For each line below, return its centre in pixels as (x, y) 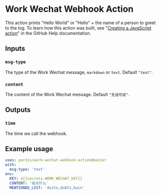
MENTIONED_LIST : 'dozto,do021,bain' (47, 188)
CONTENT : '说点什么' (29, 183)
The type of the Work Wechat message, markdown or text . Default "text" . (79, 72)
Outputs (18, 110)
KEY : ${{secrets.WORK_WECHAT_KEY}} (46, 178)
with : (11, 165)
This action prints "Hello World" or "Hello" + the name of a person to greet (80, 23)
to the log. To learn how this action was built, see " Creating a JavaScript (78, 28)
